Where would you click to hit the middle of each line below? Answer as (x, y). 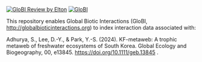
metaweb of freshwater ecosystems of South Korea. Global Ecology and (96, 46)
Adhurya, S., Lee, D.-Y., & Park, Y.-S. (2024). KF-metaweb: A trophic (92, 39)
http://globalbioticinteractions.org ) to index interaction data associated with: (101, 28)
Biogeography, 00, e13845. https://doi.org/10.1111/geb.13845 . (82, 52)
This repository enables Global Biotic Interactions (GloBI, (77, 21)
